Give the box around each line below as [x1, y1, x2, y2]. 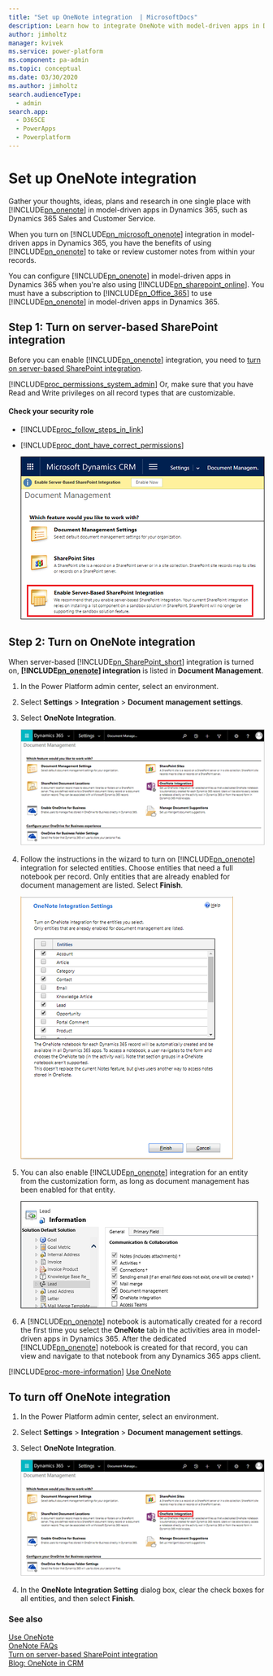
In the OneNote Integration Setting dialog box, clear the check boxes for [19, 1585, 265, 1595]
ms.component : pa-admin [8, 56, 89, 64]
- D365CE [15, 116, 45, 124]
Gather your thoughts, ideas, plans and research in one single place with [8, 196, 251, 206]
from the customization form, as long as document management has [19, 1176, 249, 1185]
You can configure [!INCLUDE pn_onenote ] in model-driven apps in [8, 271, 232, 281]
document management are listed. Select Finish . [19, 879, 184, 890]
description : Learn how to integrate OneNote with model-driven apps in [8, 21, 260, 30]
